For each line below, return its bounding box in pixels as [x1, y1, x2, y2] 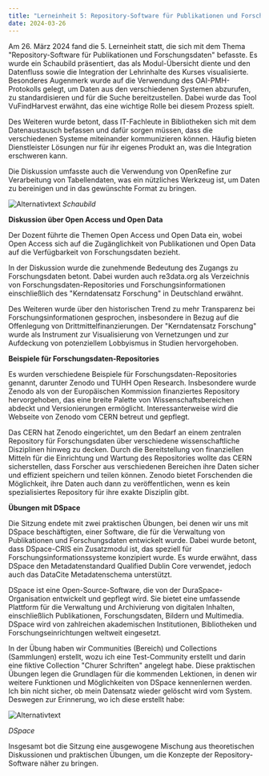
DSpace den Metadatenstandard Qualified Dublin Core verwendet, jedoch [8, 561, 251, 570]
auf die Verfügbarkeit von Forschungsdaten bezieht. [8, 247, 181, 257]
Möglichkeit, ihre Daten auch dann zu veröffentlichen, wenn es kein [8, 479, 231, 488]
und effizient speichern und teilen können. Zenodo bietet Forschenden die [8, 470, 254, 480]
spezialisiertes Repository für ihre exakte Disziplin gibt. [8, 487, 190, 496]
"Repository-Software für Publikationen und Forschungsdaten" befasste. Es [8, 50, 258, 59]
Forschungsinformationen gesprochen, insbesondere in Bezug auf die [8, 312, 239, 322]
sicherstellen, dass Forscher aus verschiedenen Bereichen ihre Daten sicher [8, 461, 259, 471]
